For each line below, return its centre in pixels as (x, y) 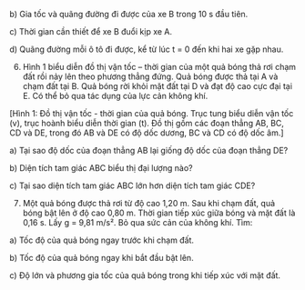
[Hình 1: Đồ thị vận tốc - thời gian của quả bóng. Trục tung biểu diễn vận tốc (152, 113)
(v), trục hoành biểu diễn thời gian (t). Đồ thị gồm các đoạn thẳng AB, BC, (147, 123)
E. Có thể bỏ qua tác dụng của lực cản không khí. (115, 96)
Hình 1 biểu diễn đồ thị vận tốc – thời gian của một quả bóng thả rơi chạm (159, 67)
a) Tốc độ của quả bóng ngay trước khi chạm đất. (102, 240)
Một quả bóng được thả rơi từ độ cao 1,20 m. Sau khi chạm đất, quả (149, 203)
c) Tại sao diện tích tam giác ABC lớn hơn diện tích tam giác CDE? (132, 185)
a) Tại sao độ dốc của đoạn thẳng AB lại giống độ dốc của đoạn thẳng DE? (149, 150)
